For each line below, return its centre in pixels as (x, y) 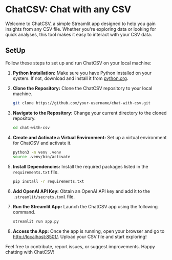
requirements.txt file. (36, 172)
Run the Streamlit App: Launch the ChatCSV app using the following (85, 207)
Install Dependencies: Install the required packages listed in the (80, 167)
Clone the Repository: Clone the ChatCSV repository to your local (82, 88)
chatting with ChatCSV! (30, 252)
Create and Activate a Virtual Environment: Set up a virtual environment (90, 137)
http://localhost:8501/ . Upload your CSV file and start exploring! (80, 237)
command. (24, 212)
